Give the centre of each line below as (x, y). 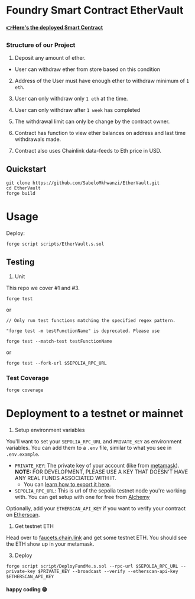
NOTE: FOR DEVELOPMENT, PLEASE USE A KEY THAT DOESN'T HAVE (101, 472)
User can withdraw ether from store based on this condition (87, 69)
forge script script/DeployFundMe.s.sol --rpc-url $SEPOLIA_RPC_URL (92, 566)
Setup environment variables (50, 430)
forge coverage (25, 390)
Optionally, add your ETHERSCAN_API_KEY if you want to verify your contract (96, 508)
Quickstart (26, 169)
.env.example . (23, 454)
